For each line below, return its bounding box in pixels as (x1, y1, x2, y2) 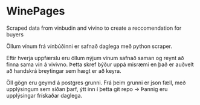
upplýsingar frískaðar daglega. (6, 92, 83, 99)
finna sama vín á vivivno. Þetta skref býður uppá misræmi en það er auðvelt (6, 61, 195, 68)
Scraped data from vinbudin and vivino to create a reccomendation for (6, 24, 182, 32)
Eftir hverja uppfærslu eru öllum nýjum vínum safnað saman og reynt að (6, 54, 184, 61)
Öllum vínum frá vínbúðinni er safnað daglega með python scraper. (6, 42, 173, 50)
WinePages (6, 4, 65, 18)
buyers (6, 30, 24, 38)
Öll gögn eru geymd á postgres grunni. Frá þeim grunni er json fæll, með (6, 79, 186, 86)
